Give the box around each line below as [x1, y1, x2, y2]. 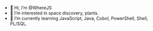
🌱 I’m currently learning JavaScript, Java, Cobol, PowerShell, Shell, [10, 15, 148, 21]
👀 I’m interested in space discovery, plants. [10, 10, 99, 16]
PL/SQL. [10, 20, 28, 26]
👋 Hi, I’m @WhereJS [10, 5, 52, 10]
